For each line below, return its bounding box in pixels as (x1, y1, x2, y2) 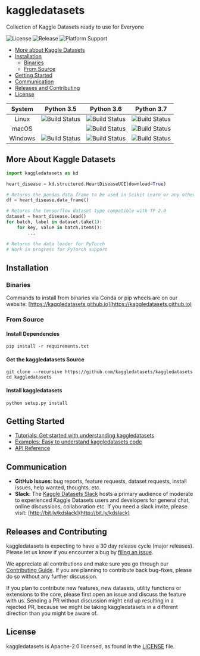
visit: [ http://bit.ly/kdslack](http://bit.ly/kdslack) (14, 510, 130, 517)
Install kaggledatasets (6, 386, 62, 393)
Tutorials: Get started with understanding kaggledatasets (14, 432, 155, 439)
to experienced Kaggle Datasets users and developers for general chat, (14, 496, 190, 504)
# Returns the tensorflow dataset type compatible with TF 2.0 (6, 208, 167, 214)
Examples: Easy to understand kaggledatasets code (14, 438, 142, 445)
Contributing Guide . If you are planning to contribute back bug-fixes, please (6, 567, 192, 574)
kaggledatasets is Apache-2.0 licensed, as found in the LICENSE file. (6, 642, 175, 649)
